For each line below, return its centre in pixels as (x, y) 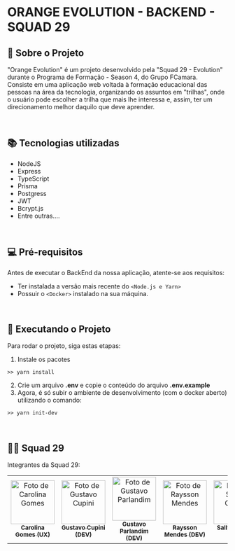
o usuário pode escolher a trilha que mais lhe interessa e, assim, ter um (110, 99)
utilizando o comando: (49, 400)
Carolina (33, 528)
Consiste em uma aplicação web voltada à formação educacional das (107, 84)
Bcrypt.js (30, 208)
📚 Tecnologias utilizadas (63, 143)
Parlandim (134, 531)
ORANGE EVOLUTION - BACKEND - (111, 12)
